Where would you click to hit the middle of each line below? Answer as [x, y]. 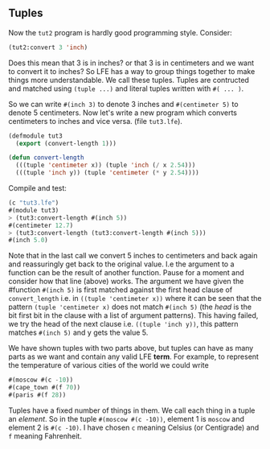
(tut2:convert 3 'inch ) [48, 47]
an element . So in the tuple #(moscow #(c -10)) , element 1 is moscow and [127, 418]
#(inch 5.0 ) [28, 241]
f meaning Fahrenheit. [45, 436]
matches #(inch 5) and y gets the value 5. [78, 332]
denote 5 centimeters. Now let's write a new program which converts [123, 113]
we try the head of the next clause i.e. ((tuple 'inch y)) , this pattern [123, 324]
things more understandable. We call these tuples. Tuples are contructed [129, 80]
